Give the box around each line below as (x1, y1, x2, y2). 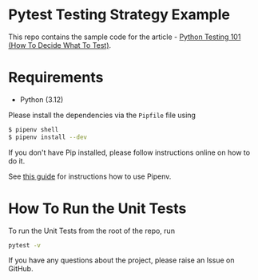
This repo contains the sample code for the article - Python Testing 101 (8, 32, 241, 41)
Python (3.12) (19, 94, 64, 105)
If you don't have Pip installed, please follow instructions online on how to (8, 148, 250, 157)
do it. (8, 156, 26, 165)
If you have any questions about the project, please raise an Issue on (8, 255, 235, 265)
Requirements (8, 69, 104, 87)
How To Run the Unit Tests (8, 199, 187, 217)
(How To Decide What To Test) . (8, 40, 112, 49)
